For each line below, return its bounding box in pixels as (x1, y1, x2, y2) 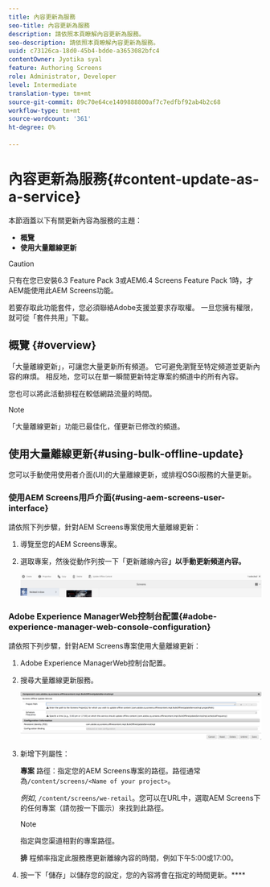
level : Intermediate (8, 81, 78, 89)
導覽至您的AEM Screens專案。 (19, 539, 122, 549)
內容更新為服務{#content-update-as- (8, 170, 260, 189)
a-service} (8, 188, 82, 206)
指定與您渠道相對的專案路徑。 (19, 835, 119, 845)
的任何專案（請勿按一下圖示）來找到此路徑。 (19, 802, 169, 813)
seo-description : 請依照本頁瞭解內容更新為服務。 (8, 39, 160, 47)
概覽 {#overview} (8, 338, 96, 352)
